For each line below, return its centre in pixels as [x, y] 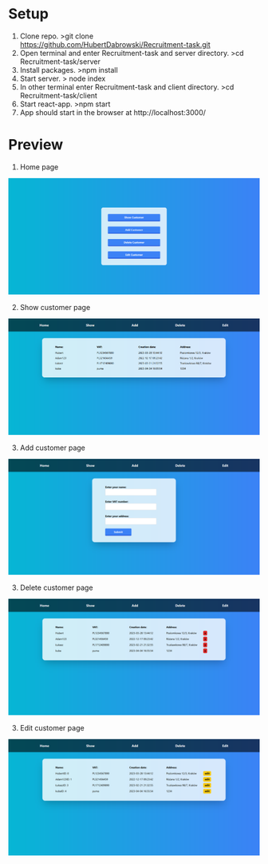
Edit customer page [52, 728]
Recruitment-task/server [60, 62]
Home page [39, 167]
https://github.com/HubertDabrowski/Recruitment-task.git [115, 44]
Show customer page [55, 307]
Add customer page [52, 448]
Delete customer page [56, 587]
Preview [36, 145]
